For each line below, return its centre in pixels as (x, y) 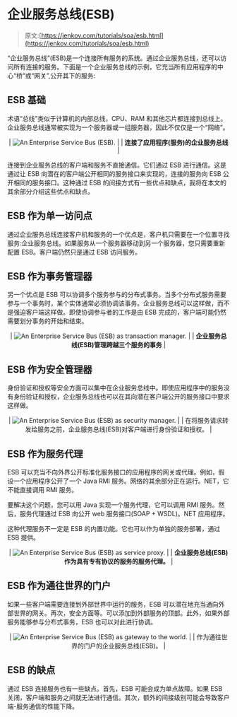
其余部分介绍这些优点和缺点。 (50, 191)
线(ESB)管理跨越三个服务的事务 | (119, 345)
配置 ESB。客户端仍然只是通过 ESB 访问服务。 (74, 252)
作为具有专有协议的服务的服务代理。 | (119, 561)
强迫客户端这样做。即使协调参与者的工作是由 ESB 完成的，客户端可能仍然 (120, 313)
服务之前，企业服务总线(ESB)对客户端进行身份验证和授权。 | (125, 429)
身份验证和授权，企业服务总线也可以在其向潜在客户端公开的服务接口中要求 (121, 397)
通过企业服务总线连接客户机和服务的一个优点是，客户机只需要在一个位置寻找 (119, 234)
